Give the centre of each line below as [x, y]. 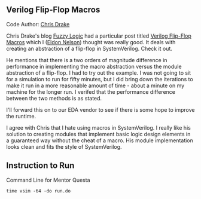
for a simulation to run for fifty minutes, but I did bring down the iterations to [100, 79]
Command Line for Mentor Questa [48, 180]
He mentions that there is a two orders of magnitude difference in [87, 60]
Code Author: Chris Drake [38, 24]
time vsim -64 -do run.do [38, 191]
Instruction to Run [40, 166]
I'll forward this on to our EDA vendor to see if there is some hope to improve [100, 109]
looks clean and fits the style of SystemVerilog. [64, 146]
